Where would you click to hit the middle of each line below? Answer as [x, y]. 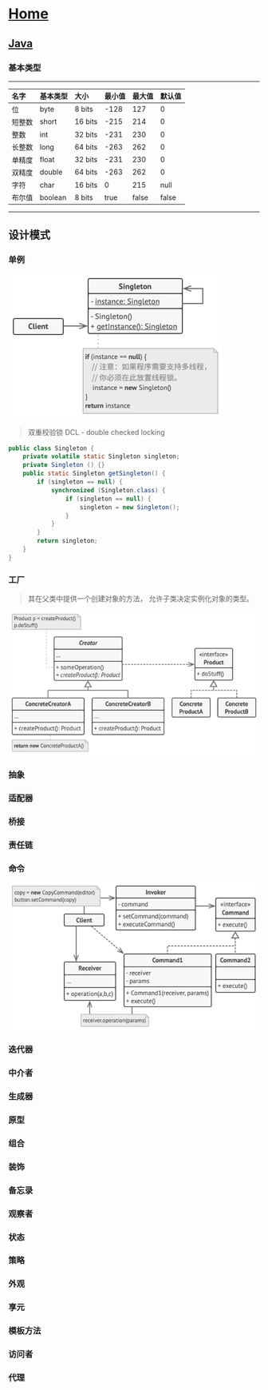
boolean [53, 197]
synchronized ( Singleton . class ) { [108, 490]
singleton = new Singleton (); [130, 507]
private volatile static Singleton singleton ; [101, 456]
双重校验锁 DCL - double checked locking [96, 432]
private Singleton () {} [64, 465]
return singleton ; [67, 541]
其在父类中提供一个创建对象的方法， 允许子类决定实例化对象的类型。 [140, 599]
